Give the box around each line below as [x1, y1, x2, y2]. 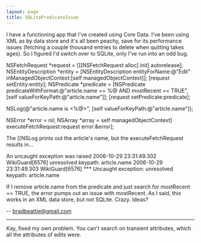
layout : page [6, 8, 39, 15]
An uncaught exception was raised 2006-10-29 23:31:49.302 [6, 152, 157, 159]
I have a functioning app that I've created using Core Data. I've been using [6, 31, 190, 38]
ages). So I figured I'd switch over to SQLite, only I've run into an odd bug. [6, 50, 188, 57]
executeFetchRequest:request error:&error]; [6, 123, 115, 130]
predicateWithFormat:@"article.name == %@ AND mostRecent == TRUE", [6, 87, 188, 94]
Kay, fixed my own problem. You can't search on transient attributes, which [6, 224, 191, 232]
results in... [6, 141, 33, 148]
